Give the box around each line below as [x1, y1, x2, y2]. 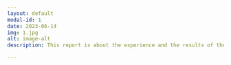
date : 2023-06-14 [7, 23, 57, 29]
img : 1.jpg [7, 29, 38, 36]
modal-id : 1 [7, 16, 41, 23]
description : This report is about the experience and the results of [7, 42, 214, 49]
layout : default [7, 10, 54, 17]
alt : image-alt [7, 36, 51, 42]
